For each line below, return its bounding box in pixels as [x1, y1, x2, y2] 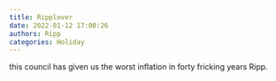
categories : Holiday [9, 37, 86, 47]
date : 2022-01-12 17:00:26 [9, 21, 109, 30]
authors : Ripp [9, 29, 62, 38]
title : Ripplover [9, 12, 73, 22]
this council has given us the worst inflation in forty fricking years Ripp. [9, 62, 268, 72]
